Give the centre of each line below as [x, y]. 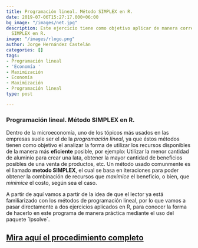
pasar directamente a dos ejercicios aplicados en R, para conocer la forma [97, 207]
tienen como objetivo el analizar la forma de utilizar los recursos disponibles [98, 145]
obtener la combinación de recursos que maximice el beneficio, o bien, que [98, 177]
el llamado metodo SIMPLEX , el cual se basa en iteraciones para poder [93, 170]
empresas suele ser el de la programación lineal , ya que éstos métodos [93, 139]
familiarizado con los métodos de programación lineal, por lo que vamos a [96, 201]
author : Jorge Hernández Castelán [49, 45]
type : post [19, 94]
